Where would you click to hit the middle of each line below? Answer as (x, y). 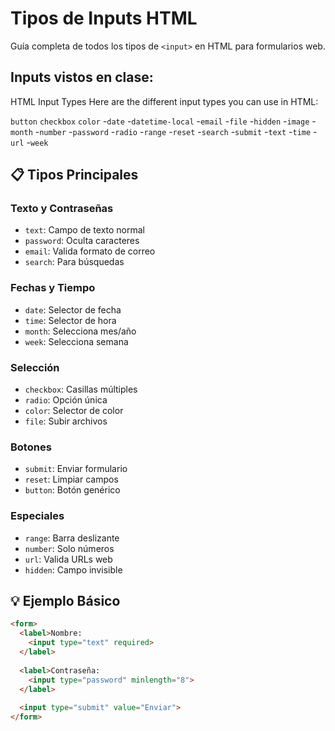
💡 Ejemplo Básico (65, 601)
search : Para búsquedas (74, 262)
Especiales (37, 516)
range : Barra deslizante (72, 538)
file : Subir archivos (66, 421)
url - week (29, 142)
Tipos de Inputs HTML (104, 18)
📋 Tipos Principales (74, 175)
